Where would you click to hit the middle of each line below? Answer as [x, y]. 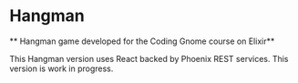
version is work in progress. [62, 68]
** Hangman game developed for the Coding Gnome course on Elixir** [142, 41]
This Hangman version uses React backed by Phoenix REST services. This [149, 58]
